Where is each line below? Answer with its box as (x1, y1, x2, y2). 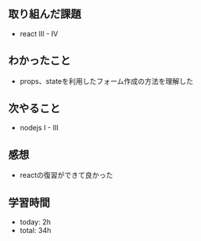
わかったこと (8, 54, 71, 67)
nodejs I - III (19, 123, 59, 133)
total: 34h (19, 226, 51, 235)
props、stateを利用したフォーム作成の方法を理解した (19, 76, 194, 85)
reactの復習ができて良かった (19, 171, 113, 180)
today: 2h (19, 217, 51, 227)
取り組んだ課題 (8, 7, 82, 21)
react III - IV (19, 28, 59, 38)
